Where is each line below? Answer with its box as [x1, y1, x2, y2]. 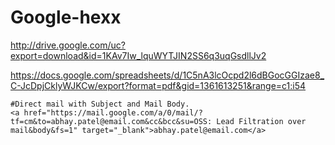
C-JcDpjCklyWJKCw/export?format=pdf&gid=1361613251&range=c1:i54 [10, 79, 307, 91]
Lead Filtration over [216, 116, 307, 126]
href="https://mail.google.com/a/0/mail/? [23, 107, 203, 118]
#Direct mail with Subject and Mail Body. [10, 99, 190, 109]
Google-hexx [10, 6, 122, 29]
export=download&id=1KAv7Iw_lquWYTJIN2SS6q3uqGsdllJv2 [10, 49, 267, 61]
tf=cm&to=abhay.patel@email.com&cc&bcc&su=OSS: [10, 116, 213, 126]
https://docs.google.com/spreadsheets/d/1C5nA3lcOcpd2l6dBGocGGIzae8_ [10, 69, 325, 81]
